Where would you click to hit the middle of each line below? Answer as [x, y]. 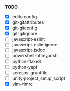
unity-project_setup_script [38, 78]
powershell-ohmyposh [35, 56]
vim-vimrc [23, 84]
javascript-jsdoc [28, 50]
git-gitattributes [28, 22]
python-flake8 [26, 61]
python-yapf [25, 67]
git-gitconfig [25, 28]
